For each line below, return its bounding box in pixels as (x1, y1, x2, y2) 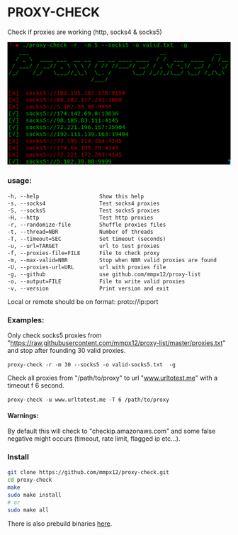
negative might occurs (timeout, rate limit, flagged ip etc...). (7, 434, 181, 443)
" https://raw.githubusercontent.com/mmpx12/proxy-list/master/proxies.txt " (7, 338, 226, 347)
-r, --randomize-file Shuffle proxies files (7, 221, 166, 228)
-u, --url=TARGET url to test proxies (7, 242, 160, 249)
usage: (7, 176, 32, 186)
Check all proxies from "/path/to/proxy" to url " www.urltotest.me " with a (7, 373, 218, 382)
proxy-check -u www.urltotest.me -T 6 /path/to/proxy (7, 396, 170, 403)
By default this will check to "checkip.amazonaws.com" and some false (7, 427, 216, 436)
